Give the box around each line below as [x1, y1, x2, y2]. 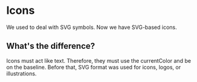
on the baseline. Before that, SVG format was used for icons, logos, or [6, 63, 181, 71]
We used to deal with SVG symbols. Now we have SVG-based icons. [6, 24, 177, 31]
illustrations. [6, 70, 37, 77]
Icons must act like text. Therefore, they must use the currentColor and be [6, 57, 192, 64]
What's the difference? [6, 41, 95, 51]
